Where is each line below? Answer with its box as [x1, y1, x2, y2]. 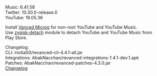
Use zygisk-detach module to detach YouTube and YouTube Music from [5, 30, 153, 35]
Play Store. [5, 35, 27, 40]
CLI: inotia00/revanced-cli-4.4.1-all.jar [5, 49, 83, 55]
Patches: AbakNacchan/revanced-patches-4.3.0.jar [5, 60, 111, 66]
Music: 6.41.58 [5, 4, 35, 10]
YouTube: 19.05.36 [5, 15, 43, 20]
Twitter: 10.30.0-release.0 [5, 9, 58, 15]
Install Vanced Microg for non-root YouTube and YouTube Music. [5, 24, 138, 30]
